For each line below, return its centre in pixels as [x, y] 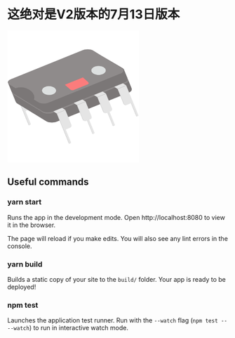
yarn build [25, 264]
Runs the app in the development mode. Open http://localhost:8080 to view [116, 217]
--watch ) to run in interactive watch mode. [68, 328]
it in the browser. [32, 225]
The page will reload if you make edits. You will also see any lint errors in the [117, 238]
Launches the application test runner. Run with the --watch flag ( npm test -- [117, 320]
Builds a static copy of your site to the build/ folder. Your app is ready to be [116, 279]
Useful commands [48, 182]
